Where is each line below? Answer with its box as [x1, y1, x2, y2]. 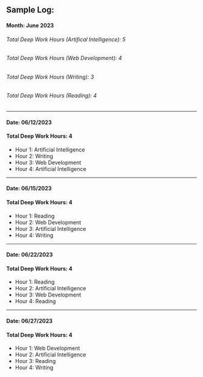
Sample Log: [6, 5, 54, 15]
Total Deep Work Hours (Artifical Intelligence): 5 [6, 36, 126, 43]
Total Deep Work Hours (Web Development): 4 [6, 55, 122, 62]
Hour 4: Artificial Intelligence [14, 165, 86, 172]
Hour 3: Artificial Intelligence [14, 225, 86, 232]
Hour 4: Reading [14, 298, 56, 305]
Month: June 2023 [6, 21, 54, 29]
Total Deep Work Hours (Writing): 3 [6, 73, 94, 81]
